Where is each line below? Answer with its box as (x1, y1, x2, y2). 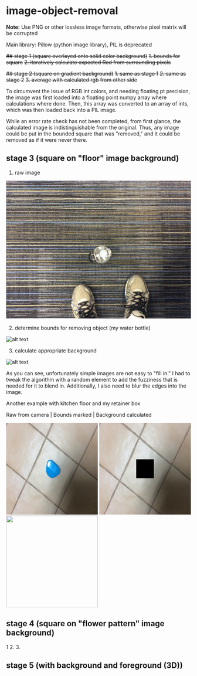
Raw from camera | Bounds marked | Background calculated (6, 411, 152, 418)
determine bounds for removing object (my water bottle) (14, 324, 151, 331)
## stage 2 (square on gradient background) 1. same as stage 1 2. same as (6, 70, 186, 77)
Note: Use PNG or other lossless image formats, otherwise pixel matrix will (6, 23, 186, 30)
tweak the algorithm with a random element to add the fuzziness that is (6, 376, 178, 383)
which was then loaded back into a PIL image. (6, 106, 117, 113)
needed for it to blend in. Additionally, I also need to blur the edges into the (6, 382, 186, 389)
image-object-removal (6, 4, 118, 18)
